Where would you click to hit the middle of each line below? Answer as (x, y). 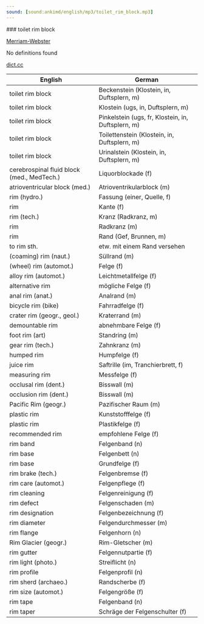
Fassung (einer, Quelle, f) (135, 197)
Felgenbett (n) (119, 453)
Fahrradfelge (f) (121, 306)
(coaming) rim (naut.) (40, 256)
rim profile (24, 572)
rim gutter (23, 552)
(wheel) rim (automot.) (42, 266)
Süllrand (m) (116, 256)
